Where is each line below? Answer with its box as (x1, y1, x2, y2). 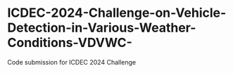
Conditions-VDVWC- (7, 35, 132, 51)
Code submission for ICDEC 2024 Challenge (7, 58, 137, 66)
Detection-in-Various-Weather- (7, 20, 196, 36)
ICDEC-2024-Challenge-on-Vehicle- (7, 5, 227, 21)
